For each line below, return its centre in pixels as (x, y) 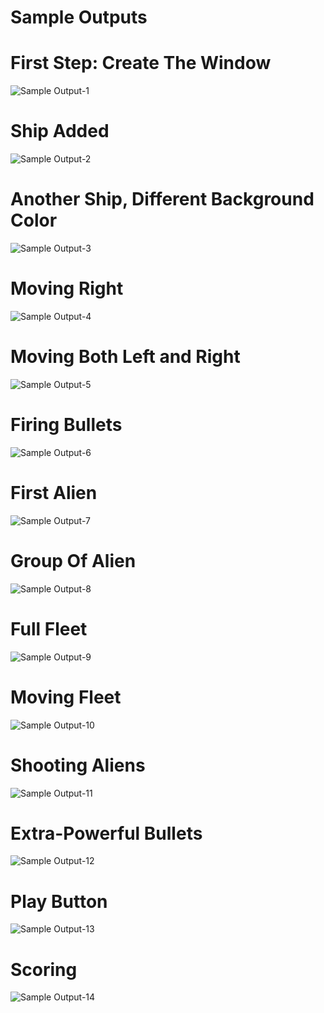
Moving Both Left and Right (125, 357)
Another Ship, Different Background (162, 199)
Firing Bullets (66, 425)
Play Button (59, 901)
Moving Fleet (66, 697)
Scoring (44, 969)
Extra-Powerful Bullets (106, 833)
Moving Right (67, 288)
